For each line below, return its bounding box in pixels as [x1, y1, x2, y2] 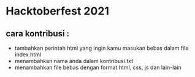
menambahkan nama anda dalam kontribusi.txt [14, 58, 133, 64]
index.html [14, 51, 42, 58]
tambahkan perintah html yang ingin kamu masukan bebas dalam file [14, 44, 189, 52]
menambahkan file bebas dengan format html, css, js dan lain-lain [14, 64, 182, 71]
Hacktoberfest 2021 [6, 4, 110, 18]
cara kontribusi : [6, 28, 70, 39]
